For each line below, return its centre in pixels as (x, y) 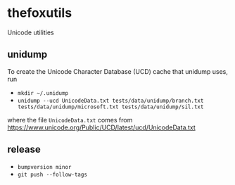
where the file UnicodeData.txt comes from (70, 120)
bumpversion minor (44, 167)
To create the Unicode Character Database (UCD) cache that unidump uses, (118, 71)
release (24, 149)
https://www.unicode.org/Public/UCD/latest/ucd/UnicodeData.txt (101, 127)
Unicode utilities (31, 32)
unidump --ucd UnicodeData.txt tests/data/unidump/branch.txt (110, 101)
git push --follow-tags (52, 174)
